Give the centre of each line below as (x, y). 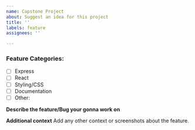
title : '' (18, 22)
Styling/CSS (29, 85)
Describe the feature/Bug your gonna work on (63, 109)
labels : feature (26, 28)
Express (24, 71)
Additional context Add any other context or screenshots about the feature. (97, 121)
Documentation (33, 91)
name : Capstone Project (35, 11)
